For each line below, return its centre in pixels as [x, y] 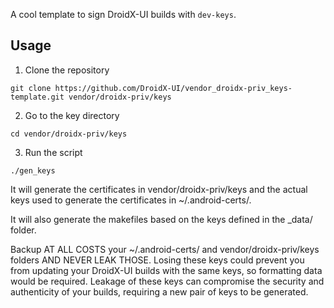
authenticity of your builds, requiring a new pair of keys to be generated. [159, 291]
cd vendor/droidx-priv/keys [69, 134]
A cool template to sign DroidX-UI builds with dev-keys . [123, 14]
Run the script [53, 152]
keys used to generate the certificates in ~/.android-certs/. [131, 200]
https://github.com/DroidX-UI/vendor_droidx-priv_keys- [173, 88]
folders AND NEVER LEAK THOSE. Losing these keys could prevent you [157, 260]
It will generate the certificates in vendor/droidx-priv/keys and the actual [159, 189]
